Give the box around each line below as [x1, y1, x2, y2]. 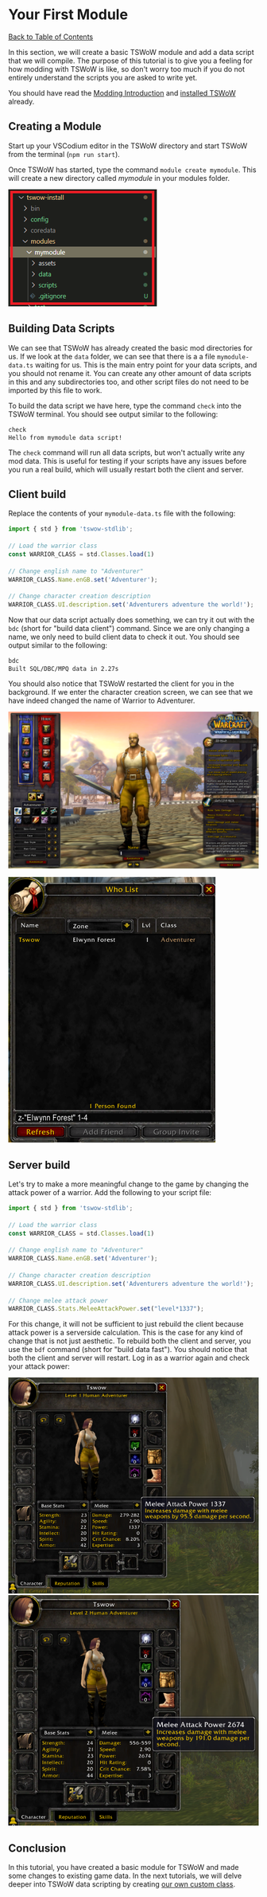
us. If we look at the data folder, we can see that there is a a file [8, 351, 216, 361]
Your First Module [8, 6, 129, 24]
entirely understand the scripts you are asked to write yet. [8, 73, 198, 82]
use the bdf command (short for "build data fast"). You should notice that [8, 1345, 248, 1354]
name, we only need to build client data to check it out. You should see [8, 632, 240, 642]
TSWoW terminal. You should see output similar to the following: [8, 409, 219, 419]
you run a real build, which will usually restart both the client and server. [8, 464, 244, 474]
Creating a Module [8, 120, 102, 133]
